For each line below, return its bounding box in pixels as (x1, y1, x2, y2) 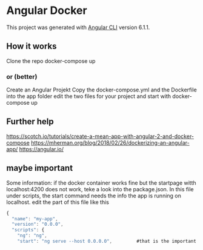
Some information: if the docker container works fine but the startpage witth (6, 179, 197, 186)
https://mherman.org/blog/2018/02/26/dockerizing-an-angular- (31, 139, 190, 146)
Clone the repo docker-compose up (6, 57, 96, 64)
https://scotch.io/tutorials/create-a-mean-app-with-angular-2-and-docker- (6, 133, 195, 140)
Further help (6, 116, 55, 127)
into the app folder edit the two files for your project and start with (6, 93, 171, 100)
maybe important (6, 163, 73, 173)
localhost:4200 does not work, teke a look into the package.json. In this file (6, 185, 194, 192)
